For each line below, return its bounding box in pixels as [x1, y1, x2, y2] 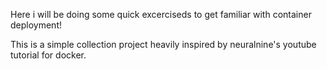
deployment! [10, 19, 62, 31]
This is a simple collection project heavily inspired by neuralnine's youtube [10, 39, 317, 50]
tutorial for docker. [10, 49, 87, 61]
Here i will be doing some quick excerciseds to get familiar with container [10, 9, 312, 20]
